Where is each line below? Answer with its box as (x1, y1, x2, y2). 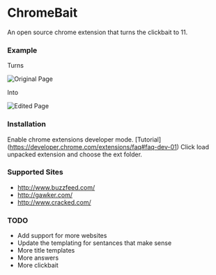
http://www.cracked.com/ (17, 198, 92, 207)
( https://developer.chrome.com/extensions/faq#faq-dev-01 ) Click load (7, 142, 210, 151)
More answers (17, 253, 59, 262)
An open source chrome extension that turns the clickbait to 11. (7, 28, 188, 36)
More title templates (17, 246, 75, 255)
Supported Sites (7, 168, 64, 177)
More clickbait (17, 261, 59, 269)
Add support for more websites (17, 232, 107, 240)
